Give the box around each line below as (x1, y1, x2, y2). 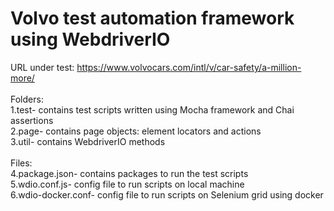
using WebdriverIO (10, 28, 171, 51)
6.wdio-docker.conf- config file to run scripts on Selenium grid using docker (10, 188, 324, 201)
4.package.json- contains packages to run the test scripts (10, 167, 249, 179)
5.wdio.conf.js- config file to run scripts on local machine (10, 178, 245, 190)
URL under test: (10, 61, 75, 73)
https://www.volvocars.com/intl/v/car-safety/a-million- (76, 61, 302, 73)
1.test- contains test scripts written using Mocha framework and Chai (10, 103, 295, 116)
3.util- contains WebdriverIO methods (10, 135, 166, 147)
